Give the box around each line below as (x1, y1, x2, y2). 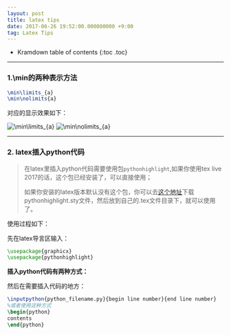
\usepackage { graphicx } (7, 248, 72, 255)
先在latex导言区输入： (7, 234, 69, 242)
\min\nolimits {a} (7, 96, 57, 102)
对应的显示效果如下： (7, 109, 67, 117)
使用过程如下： (7, 219, 49, 228)
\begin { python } (7, 309, 51, 316)
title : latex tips (7, 17, 60, 23)
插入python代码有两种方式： (7, 268, 89, 276)
